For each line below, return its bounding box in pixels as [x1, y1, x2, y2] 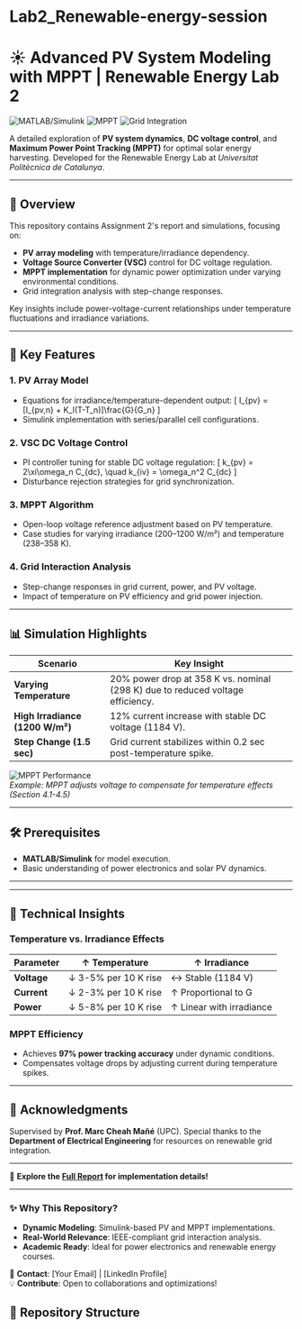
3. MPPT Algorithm [9, 498, 94, 511]
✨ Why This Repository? [9, 1201, 119, 1214]
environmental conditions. [22, 276, 120, 287]
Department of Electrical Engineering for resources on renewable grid [9, 1135, 272, 1146]
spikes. [22, 1068, 49, 1079]
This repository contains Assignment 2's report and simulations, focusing [9, 220, 280, 231]
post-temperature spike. [110, 747, 214, 760]
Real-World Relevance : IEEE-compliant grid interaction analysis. [22, 1232, 262, 1243]
